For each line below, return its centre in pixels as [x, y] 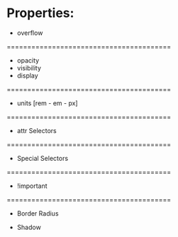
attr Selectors [37, 130]
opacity [28, 60]
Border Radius [38, 213]
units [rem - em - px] [48, 103]
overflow [30, 33]
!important [32, 186]
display [27, 75]
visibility [29, 68]
